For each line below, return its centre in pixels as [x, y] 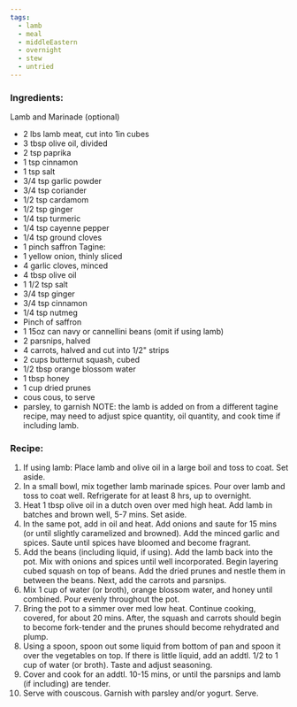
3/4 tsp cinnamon [55, 304]
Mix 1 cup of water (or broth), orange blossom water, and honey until [148, 590]
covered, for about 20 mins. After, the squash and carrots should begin [152, 618]
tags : [20, 17]
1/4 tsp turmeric [52, 219]
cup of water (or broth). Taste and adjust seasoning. [118, 665]
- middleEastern [48, 42]
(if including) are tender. [67, 684]
